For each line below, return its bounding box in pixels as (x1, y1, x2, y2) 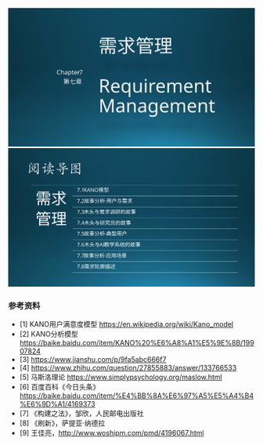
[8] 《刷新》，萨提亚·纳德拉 (19, 418, 106, 428)
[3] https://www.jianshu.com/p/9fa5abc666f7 (19, 355, 167, 364)
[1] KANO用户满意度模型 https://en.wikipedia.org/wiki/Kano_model (19, 320, 234, 329)
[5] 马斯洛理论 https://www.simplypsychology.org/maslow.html (19, 372, 223, 382)
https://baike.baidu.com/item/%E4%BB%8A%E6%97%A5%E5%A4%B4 (19, 391, 254, 400)
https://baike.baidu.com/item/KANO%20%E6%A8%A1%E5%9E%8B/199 (19, 338, 254, 348)
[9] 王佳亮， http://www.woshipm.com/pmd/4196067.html (19, 429, 204, 438)
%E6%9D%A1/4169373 (19, 400, 95, 409)
